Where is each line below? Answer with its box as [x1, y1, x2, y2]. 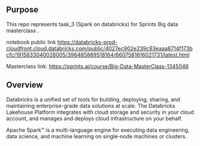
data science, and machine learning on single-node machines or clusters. [6, 132, 187, 139]
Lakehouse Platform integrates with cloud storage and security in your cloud [6, 108, 194, 116]
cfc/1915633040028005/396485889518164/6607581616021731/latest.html [6, 51, 190, 58]
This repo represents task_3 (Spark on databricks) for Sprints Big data [6, 20, 179, 27]
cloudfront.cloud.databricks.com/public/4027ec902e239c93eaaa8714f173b [6, 45, 193, 52]
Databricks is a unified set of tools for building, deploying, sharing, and [6, 95, 180, 103]
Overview [6, 80, 44, 90]
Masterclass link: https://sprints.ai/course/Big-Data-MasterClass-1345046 [6, 63, 189, 70]
